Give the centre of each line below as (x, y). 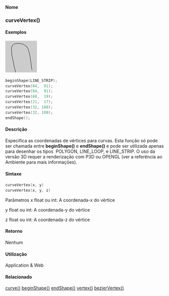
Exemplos (16, 32)
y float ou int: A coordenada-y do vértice (48, 209)
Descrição (16, 130)
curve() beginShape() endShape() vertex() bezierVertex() (65, 288)
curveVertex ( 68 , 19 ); (29, 97)
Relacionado (19, 277)
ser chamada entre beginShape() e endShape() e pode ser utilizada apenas (85, 146)
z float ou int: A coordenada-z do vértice (48, 220)
